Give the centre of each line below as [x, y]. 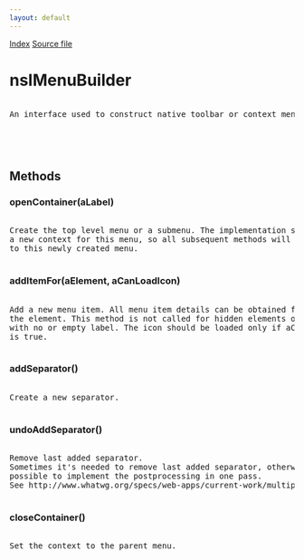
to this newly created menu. [74, 249]
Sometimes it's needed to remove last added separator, [136, 467]
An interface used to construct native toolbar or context [143, 114]
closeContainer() [47, 517]
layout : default [40, 18]
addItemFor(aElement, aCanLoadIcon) [95, 281]
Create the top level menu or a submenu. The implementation [148, 231]
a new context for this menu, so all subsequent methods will [150, 240]
